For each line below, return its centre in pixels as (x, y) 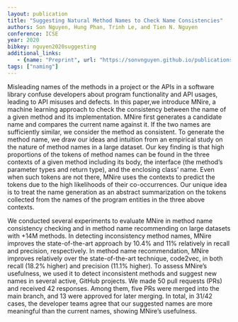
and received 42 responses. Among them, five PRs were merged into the (113, 288)
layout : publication (38, 14)
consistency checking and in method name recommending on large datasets (119, 228)
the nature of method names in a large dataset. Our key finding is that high (116, 146)
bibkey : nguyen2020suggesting (52, 47)
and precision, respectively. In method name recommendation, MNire (108, 251)
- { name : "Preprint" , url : (57, 60)
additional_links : (34, 54)
